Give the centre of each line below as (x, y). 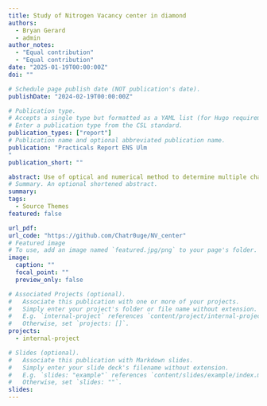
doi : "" (21, 75)
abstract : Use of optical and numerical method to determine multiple (128, 177)
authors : (23, 23)
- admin (28, 38)
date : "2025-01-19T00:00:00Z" (58, 68)
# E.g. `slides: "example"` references (78, 375)
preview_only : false (49, 280)
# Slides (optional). (44, 353)
